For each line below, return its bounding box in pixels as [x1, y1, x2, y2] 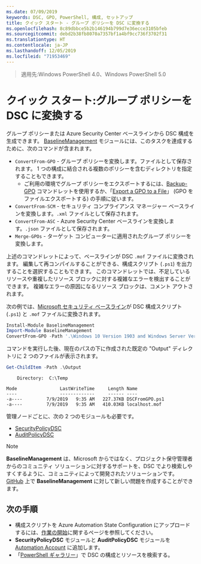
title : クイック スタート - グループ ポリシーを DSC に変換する [6, 20, 150, 26]
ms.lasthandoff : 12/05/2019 [6, 48, 77, 54]
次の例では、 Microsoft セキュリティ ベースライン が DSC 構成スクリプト [6, 303, 182, 310]
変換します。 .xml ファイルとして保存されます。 [25, 210, 142, 217]
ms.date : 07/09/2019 [6, 8, 58, 15]
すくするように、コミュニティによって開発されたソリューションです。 [6, 470, 178, 477]
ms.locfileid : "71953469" [6, 53, 71, 59]
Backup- [166, 180, 188, 187]
